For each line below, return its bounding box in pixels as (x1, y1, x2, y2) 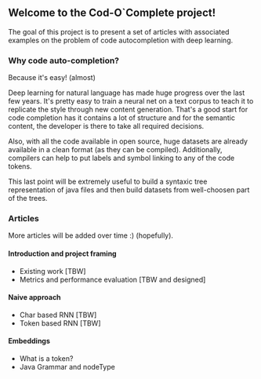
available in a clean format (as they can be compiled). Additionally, (8, 145, 223, 155)
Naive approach (8, 293, 61, 302)
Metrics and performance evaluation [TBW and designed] (19, 275, 206, 284)
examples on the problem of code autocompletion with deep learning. (8, 35, 234, 45)
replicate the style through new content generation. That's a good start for (8, 105, 248, 115)
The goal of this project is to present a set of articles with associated (8, 27, 230, 36)
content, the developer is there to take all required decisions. (8, 122, 205, 131)
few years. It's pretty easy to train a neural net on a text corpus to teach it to (8, 97, 254, 106)
